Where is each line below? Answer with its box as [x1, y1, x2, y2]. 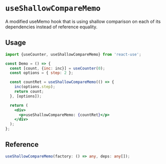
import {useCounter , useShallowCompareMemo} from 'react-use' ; [5, 52, 142, 57]
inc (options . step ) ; [14, 85, 56, 90]
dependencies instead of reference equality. [5, 24, 98, 30]
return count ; [14, 89, 44, 94]
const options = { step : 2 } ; [10, 70, 73, 75]
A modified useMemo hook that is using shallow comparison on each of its [5, 18, 161, 24]
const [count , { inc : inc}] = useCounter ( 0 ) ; [10, 66, 105, 71]
